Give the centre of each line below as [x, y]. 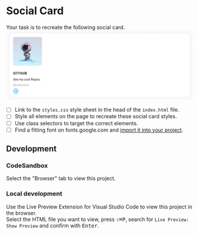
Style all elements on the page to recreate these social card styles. [96, 116]
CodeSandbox [27, 165]
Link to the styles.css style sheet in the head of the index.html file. [97, 110]
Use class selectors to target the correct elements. [76, 123]
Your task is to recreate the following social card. [66, 27]
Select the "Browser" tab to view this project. [61, 178]
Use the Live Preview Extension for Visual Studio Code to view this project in [99, 207]
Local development [34, 194]
